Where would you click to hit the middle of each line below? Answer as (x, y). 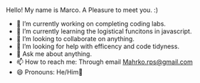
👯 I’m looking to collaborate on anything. (75, 38)
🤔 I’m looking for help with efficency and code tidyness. (98, 46)
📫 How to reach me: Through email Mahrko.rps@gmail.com (104, 62)
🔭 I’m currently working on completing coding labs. (91, 23)
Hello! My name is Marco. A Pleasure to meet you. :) (82, 10)
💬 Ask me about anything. (54, 54)
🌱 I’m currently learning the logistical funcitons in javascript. (104, 31)
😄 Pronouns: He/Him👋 (49, 72)
